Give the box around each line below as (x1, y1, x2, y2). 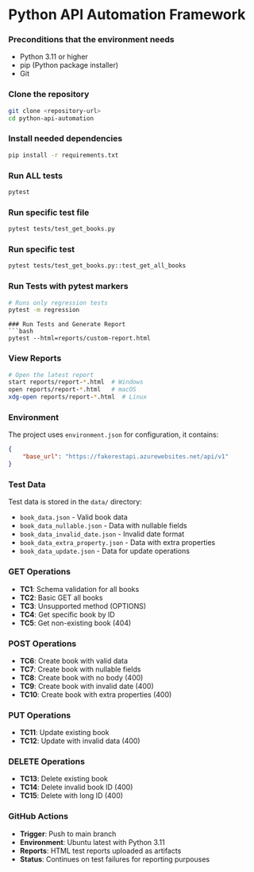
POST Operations (8, 638, 77, 649)
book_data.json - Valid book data (19, 512, 129, 522)
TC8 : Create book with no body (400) (19, 672, 144, 682)
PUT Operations (8, 710, 71, 721)
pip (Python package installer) (19, 60, 119, 70)
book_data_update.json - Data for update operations (19, 547, 190, 556)
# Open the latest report (8, 371, 94, 379)
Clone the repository (8, 89, 90, 100)
